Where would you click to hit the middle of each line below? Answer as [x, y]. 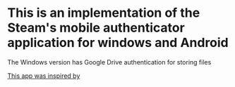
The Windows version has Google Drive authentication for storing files [109, 62]
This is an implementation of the [104, 13]
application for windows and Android [118, 43]
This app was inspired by [44, 76]
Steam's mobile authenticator [96, 28]
